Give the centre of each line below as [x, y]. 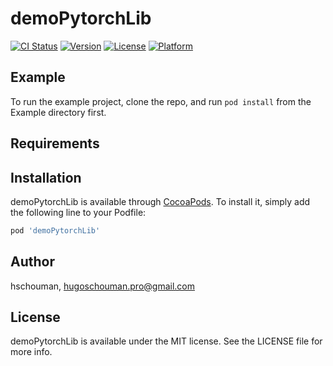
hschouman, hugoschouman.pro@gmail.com [102, 286]
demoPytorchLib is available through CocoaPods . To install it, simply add [160, 201]
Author [32, 262]
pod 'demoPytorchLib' [55, 230]
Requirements [55, 143]
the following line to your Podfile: [78, 212]
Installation [46, 177]
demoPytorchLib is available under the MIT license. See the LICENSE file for [166, 341]
